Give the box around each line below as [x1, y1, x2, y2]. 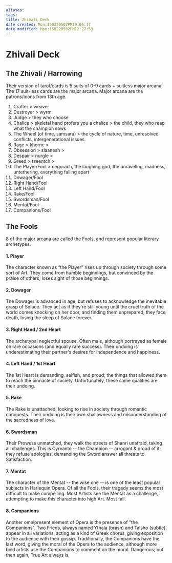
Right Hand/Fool [13, 180, 48, 186]
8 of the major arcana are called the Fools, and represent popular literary [6, 236, 159, 242]
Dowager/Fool [13, 174, 43, 181]
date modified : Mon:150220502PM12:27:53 [6, 27, 94, 32]
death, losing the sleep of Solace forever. [6, 315, 93, 321]
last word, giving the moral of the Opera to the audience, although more [6, 541, 157, 547]
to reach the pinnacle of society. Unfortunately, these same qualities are [6, 377, 158, 383]
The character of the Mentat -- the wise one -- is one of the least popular [6, 479, 161, 486]
